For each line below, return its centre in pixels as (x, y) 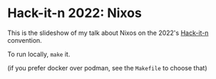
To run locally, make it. (39, 54)
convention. (25, 40)
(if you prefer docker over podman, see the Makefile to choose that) (108, 68)
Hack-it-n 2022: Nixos (75, 13)
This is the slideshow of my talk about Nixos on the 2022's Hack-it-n (108, 33)
